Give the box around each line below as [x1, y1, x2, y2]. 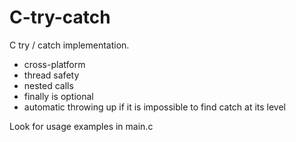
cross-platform [23, 58, 86, 70]
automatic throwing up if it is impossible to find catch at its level [23, 101, 287, 113]
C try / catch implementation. [9, 39, 130, 51]
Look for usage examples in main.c [9, 120, 154, 132]
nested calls [23, 79, 74, 91]
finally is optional [23, 90, 94, 102]
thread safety [23, 69, 80, 81]
